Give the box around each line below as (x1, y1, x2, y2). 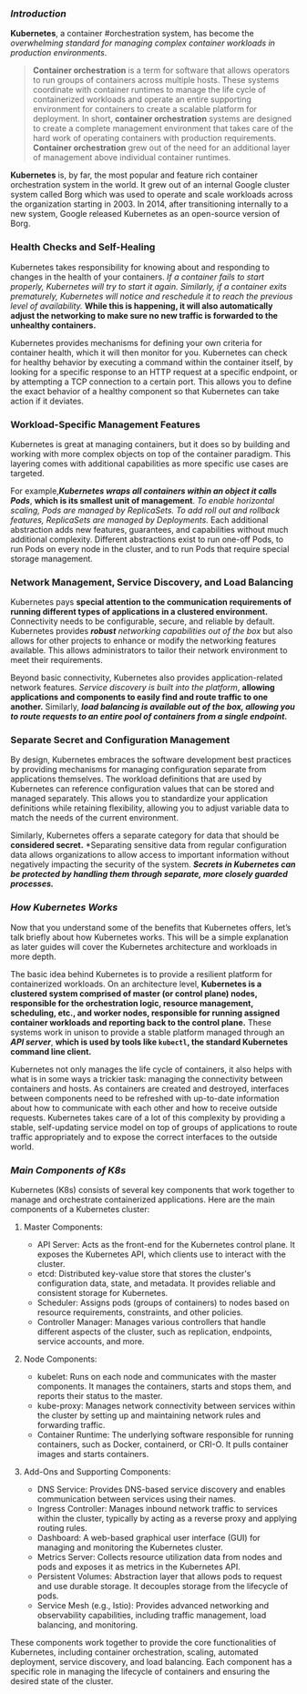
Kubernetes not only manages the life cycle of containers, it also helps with (10, 1064, 292, 1075)
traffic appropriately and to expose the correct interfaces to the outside (10, 1131, 278, 1142)
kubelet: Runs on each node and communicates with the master (36, 1372, 277, 1383)
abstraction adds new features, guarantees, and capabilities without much (10, 524, 289, 535)
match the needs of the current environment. (10, 812, 179, 823)
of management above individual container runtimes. (32, 152, 231, 163)
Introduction (10, 7, 67, 20)
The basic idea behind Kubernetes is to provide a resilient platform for (10, 968, 272, 979)
